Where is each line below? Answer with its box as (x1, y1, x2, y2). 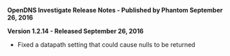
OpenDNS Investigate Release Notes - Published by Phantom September (7, 6, 223, 14)
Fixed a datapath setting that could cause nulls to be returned (17, 41, 196, 48)
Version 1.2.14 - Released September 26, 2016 (7, 27, 144, 35)
